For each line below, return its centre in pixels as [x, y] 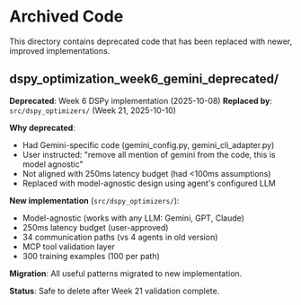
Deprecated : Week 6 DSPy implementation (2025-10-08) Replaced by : [141, 100]
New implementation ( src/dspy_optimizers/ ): [94, 200]
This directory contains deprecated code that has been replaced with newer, [151, 41]
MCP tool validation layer [68, 246]
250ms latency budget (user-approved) [95, 227]
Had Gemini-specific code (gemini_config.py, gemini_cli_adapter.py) [148, 144]
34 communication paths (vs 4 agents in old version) [120, 237]
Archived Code [66, 17]
